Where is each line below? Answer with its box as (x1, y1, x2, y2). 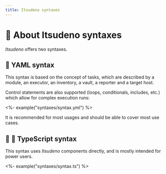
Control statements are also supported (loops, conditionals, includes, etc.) (5, 89, 160, 95)
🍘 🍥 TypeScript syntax (5, 134, 77, 143)
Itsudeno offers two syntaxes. (5, 46, 68, 52)
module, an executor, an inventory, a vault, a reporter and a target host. (5, 80, 154, 86)
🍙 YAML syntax (5, 60, 55, 69)
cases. (5, 120, 19, 126)
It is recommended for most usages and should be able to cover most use (5, 115, 160, 121)
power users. (5, 153, 33, 160)
